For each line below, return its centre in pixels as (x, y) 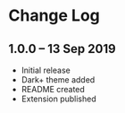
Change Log (54, 16)
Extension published (58, 99)
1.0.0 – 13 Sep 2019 (62, 49)
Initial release (46, 70)
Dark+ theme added (58, 80)
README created (53, 89)
